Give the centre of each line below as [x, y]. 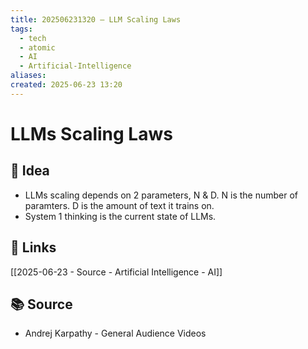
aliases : [28, 76]
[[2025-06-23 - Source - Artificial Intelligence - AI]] [116, 272]
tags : [21, 29]
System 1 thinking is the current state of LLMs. [120, 216]
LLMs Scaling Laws [91, 133]
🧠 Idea [30, 171]
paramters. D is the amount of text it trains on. [119, 205]
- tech [33, 38]
